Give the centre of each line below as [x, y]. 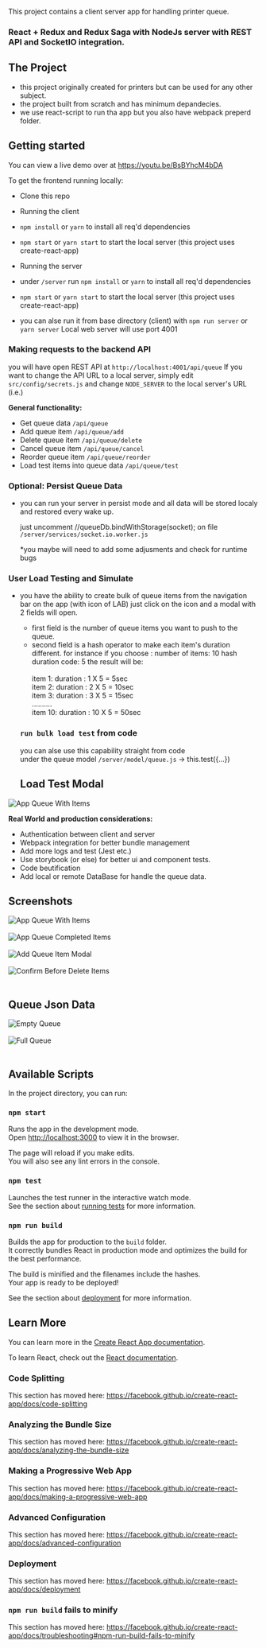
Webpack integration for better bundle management [105, 842]
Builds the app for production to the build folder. [88, 1242]
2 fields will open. [48, 612]
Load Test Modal [62, 784]
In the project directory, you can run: [68, 1093]
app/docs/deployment [44, 1589]
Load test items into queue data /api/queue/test [99, 465]
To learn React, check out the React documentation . [93, 1357]
